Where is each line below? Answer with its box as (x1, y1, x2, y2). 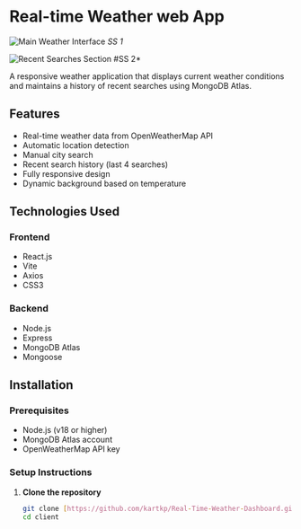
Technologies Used (9, 204, 120, 219)
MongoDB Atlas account (22, 434, 113, 445)
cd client (22, 512, 60, 522)
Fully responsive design (22, 168, 111, 179)
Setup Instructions (9, 466, 93, 479)
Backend (9, 303, 49, 315)
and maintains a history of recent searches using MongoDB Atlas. (9, 80, 252, 91)
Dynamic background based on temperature (22, 178, 187, 189)
